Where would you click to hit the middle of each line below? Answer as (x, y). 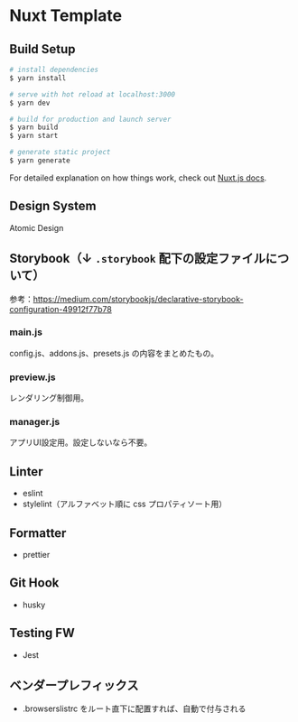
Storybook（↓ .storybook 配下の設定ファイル (138, 259)
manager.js (35, 422)
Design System (53, 206)
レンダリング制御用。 (49, 398)
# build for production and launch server (90, 119)
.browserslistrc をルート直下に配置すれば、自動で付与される (134, 708)
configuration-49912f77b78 (61, 309)
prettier (36, 555)
